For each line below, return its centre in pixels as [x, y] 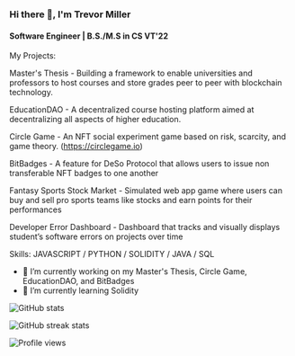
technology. [31, 93]
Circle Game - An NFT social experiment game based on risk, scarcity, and [147, 137]
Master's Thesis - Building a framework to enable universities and [131, 73]
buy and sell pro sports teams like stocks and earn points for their [131, 200]
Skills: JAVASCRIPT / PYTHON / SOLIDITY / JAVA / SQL [112, 254]
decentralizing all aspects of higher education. [95, 120]
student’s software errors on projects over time [96, 236]
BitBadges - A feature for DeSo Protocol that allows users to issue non [139, 164]
